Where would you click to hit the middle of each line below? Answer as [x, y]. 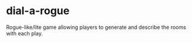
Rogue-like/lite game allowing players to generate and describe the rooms [96, 27]
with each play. [25, 33]
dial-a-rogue [38, 11]
